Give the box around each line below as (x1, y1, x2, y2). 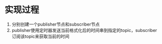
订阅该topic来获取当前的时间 (11, 33, 70, 39)
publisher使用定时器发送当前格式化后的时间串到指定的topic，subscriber (11, 27, 158, 33)
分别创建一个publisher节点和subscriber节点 (11, 21, 100, 27)
